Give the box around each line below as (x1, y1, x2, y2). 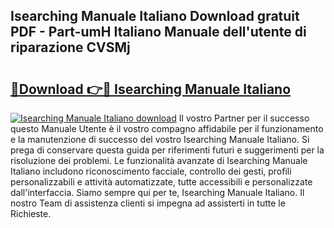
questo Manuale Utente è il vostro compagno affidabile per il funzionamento (10, 123, 324, 134)
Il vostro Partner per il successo (178, 112, 310, 124)
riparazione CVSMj (10, 39, 131, 56)
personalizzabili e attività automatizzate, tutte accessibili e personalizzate (10, 176, 313, 188)
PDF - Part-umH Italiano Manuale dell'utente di (10, 24, 307, 41)
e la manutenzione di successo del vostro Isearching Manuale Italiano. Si (10, 134, 310, 145)
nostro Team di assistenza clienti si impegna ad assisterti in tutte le (10, 197, 286, 209)
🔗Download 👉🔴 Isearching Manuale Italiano (10, 80, 292, 98)
